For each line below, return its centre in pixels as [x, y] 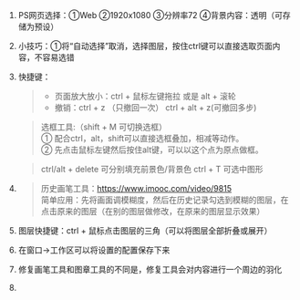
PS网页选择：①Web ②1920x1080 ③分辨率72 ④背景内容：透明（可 [150, 15]
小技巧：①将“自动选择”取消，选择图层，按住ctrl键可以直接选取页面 [145, 46]
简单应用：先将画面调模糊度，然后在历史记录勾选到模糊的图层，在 [165, 200]
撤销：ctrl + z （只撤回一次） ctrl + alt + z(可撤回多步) [155, 108]
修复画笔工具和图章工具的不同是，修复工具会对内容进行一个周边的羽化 [150, 269]
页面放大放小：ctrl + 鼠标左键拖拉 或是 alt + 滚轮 [145, 96]
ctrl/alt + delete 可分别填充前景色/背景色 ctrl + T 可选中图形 [152, 169]
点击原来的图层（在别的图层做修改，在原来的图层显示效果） [153, 211]
